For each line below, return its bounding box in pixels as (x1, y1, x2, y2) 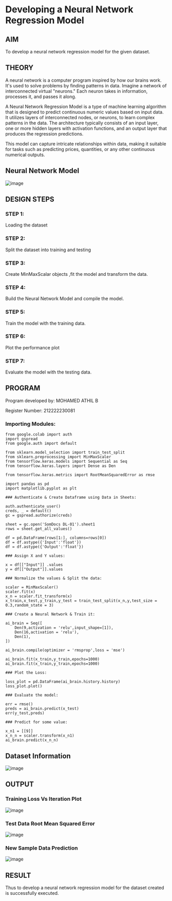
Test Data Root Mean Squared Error (5, 820, 95, 827)
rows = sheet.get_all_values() (5, 527, 72, 532)
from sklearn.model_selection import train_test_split (5, 450, 125, 455)
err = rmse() (5, 702, 33, 707)
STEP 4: (5, 284, 26, 291)
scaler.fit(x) (5, 589, 36, 594)
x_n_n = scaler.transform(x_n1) (5, 733, 74, 738)
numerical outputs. (5, 152, 45, 158)
